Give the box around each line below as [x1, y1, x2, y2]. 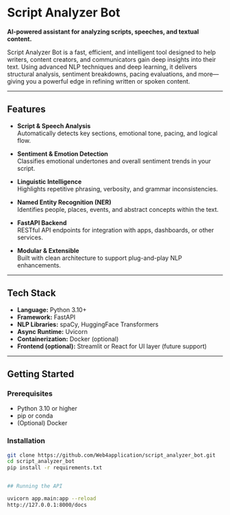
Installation [7, 436, 46, 446]
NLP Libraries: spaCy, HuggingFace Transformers [16, 320, 159, 328]
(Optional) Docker [16, 419, 68, 427]
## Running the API [7, 483, 63, 490]
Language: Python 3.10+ [16, 305, 87, 313]
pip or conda [16, 411, 53, 420]
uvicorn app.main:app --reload [7, 495, 97, 502]
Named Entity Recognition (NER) [16, 197, 112, 206]
